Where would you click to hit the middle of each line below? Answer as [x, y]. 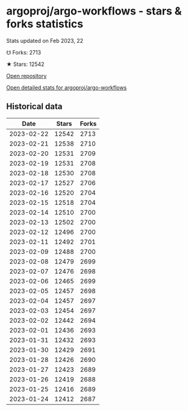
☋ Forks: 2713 [23, 52]
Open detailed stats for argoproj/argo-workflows [67, 87]
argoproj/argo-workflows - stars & [94, 11]
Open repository [27, 76]
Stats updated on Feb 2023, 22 [45, 40]
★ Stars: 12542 [25, 64]
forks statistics [45, 24]
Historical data [34, 107]
